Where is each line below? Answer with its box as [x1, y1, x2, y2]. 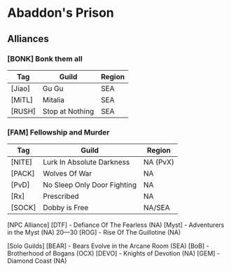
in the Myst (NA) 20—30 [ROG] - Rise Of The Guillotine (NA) [7, 228, 181, 237]
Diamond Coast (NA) [7, 257, 67, 265]
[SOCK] [10, 203, 36, 213]
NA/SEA [143, 203, 170, 213]
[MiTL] [10, 95, 34, 104]
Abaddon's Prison [7, 5, 114, 21]
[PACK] [10, 169, 35, 179]
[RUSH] [10, 106, 36, 116]
